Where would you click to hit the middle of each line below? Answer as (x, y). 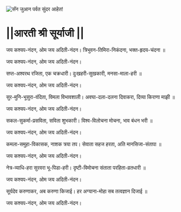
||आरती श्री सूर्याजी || (45, 33)
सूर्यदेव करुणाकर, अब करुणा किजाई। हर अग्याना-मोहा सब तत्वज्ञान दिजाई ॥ (77, 191)
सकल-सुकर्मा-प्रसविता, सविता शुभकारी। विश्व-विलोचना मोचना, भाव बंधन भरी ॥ (79, 120)
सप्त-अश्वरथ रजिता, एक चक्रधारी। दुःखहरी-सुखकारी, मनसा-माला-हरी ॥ (74, 73)
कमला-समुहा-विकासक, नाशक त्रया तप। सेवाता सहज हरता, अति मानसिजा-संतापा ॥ (84, 144)
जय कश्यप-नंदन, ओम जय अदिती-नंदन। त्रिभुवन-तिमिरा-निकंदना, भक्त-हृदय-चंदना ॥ (86, 49)
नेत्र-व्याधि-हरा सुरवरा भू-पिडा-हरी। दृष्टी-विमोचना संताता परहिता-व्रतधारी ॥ (76, 167)
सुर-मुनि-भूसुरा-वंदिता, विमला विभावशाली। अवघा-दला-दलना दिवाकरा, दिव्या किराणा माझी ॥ (90, 97)
